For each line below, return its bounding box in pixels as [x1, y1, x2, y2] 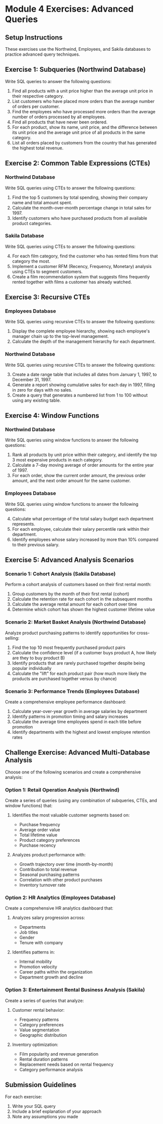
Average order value [19, 827, 60, 833]
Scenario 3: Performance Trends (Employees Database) [5, 687, 140, 694]
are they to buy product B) [12, 655, 65, 661]
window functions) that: [5, 803, 53, 809]
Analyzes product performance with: [12, 852, 86, 858]
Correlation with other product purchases [19, 877, 103, 883]
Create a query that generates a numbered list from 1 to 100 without [12, 392, 148, 398]
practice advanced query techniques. [5, 51, 80, 57]
